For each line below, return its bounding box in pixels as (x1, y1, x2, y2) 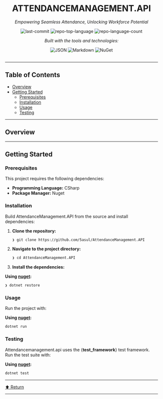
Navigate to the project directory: (12, 246, 81, 252)
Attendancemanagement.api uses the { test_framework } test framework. (5, 347, 150, 352)
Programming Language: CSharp (12, 185, 80, 191)
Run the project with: (5, 305, 47, 311)
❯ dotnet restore (5, 283, 40, 288)
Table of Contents (5, 71, 61, 79)
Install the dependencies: (12, 264, 65, 270)
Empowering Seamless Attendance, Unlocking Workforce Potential (15, 19, 148, 25)
